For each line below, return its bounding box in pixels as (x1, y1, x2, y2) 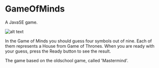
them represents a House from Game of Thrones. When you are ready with (5, 43, 155, 49)
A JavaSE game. (5, 19, 38, 25)
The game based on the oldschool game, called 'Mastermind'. (5, 57, 128, 63)
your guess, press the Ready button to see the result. (5, 48, 111, 54)
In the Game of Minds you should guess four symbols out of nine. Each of (5, 38, 152, 44)
